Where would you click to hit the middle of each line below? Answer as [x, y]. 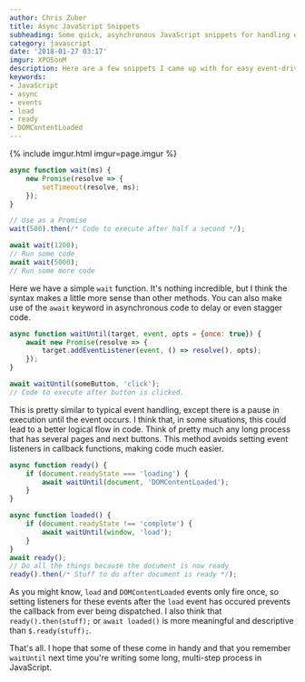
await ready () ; [38, 557]
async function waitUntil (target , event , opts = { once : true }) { [136, 334]
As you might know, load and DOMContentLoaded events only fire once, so [144, 592]
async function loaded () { [60, 516]
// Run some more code [52, 271]
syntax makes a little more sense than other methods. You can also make [146, 297]
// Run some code [42, 254]
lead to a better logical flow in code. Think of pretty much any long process [150, 429]
